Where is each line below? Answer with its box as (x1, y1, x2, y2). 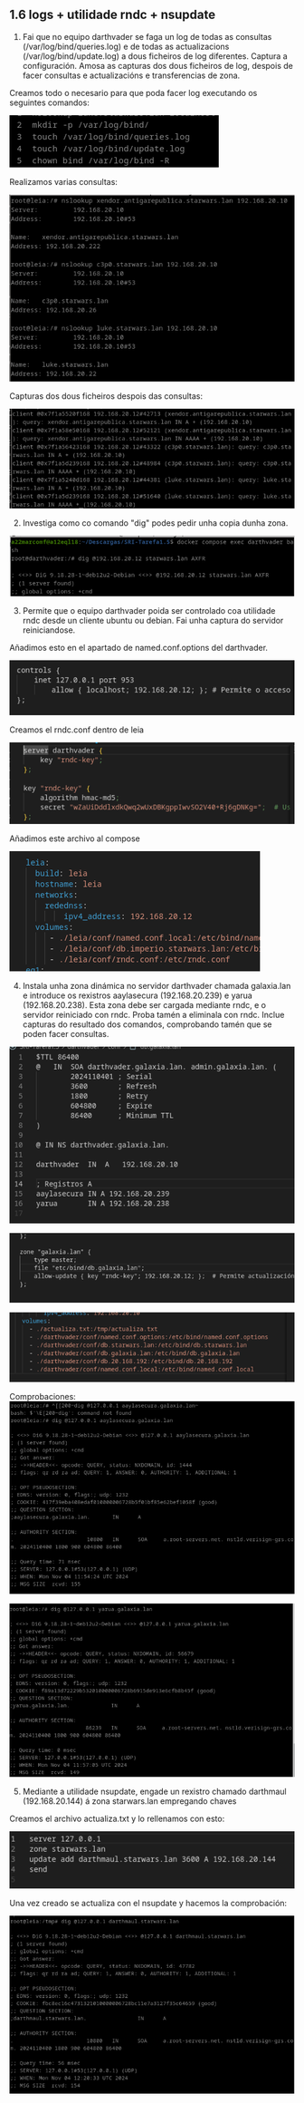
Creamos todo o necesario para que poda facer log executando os (9, 87, 258, 98)
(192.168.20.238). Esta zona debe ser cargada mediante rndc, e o (22, 1000, 267, 1011)
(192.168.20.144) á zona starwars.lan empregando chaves (22, 1796, 237, 1807)
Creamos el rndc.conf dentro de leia (9, 724, 145, 735)
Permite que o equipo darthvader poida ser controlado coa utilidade (22, 606, 276, 616)
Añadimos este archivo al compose (9, 833, 140, 844)
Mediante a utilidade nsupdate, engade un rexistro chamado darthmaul (22, 1786, 287, 1798)
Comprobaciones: (9, 1391, 77, 1401)
